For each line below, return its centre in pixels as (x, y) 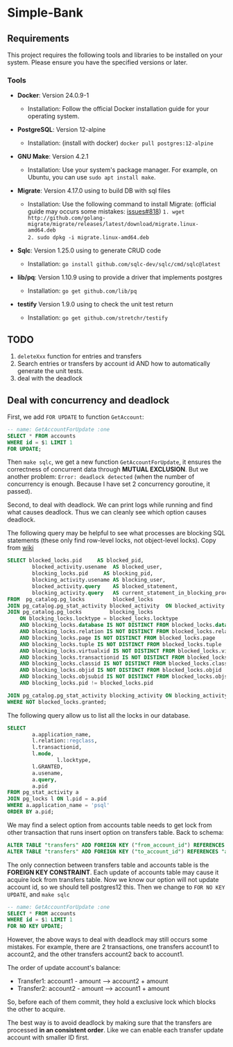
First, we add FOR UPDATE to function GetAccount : (76, 417)
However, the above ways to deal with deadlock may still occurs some (107, 940)
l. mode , (43, 754)
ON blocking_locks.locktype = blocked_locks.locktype (99, 618)
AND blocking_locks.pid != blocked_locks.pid (87, 683)
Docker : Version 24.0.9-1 (53, 96)
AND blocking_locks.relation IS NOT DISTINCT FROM (94, 632)
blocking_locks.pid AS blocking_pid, (93, 573)
